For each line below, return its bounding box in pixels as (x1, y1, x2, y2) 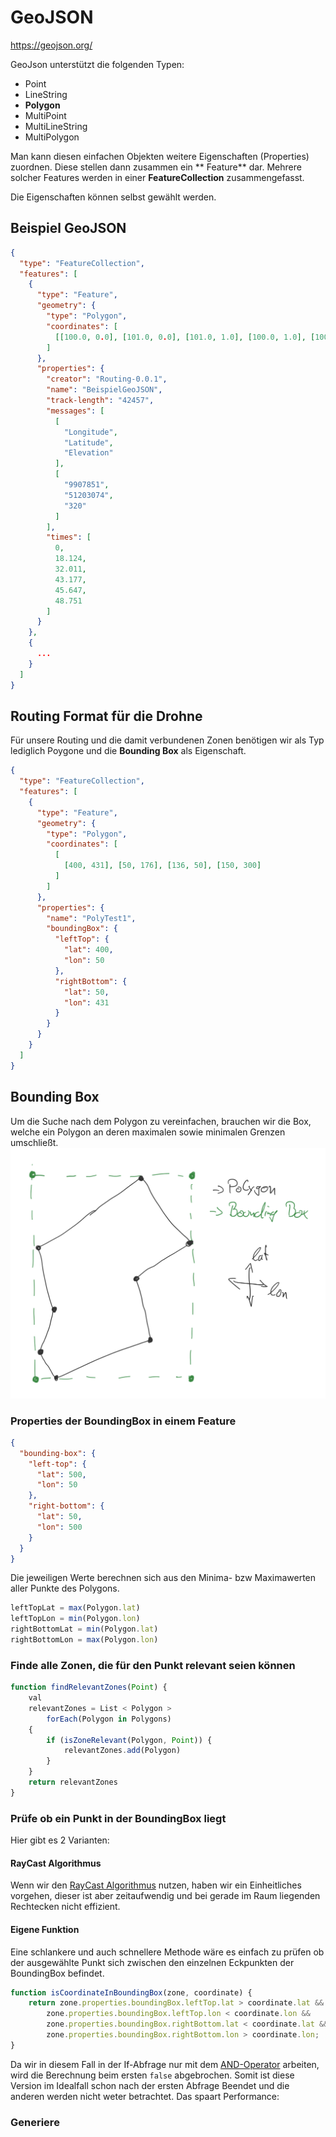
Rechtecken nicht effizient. (10, 1901, 121, 1913)
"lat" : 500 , (36, 1469, 87, 1480)
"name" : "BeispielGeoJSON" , (46, 385, 163, 395)
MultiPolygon (24, 131, 80, 143)
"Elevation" (63, 448, 114, 458)
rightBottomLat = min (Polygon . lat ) (10, 1624, 159, 1635)
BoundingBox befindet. (10, 1967, 105, 1979)
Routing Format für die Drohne (10, 707, 203, 725)
